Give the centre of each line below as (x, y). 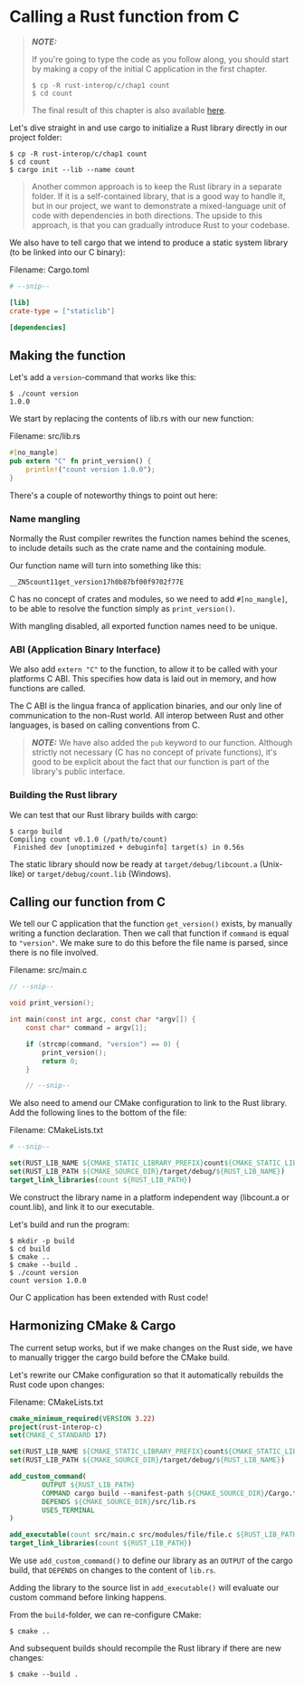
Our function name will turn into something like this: (105, 566)
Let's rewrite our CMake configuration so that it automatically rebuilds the (147, 1375)
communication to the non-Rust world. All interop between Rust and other (147, 716)
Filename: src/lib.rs (45, 436)
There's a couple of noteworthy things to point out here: (114, 495)
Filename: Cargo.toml (49, 270)
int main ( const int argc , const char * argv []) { (103, 1020)
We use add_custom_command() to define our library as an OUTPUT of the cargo (151, 1561)
